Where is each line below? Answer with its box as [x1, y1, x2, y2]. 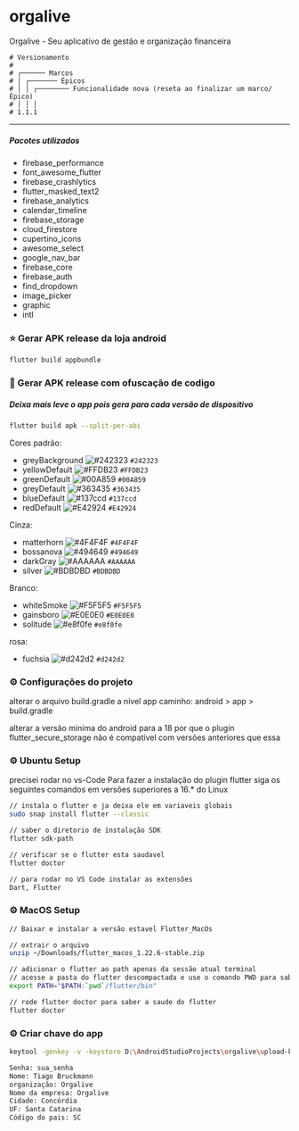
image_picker [21, 290, 72, 301]
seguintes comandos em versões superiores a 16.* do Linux [9, 784, 229, 795]
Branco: [9, 582, 38, 593]
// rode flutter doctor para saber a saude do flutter [9, 997, 217, 1006]
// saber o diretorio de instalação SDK [9, 826, 162, 836]
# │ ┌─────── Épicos [9, 76, 86, 86]
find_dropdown [21, 280, 78, 291]
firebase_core [21, 262, 73, 272]
